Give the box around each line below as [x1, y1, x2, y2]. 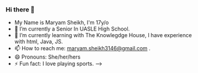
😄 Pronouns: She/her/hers [14, 53, 81, 60]
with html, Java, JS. [14, 38, 64, 45]
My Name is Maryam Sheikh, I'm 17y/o [14, 19, 109, 26]
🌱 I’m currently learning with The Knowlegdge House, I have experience [14, 32, 193, 39]
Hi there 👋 [5, 5, 35, 14]
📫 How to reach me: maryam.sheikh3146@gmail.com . [14, 45, 151, 52]
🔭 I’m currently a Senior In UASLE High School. [14, 25, 130, 32]
